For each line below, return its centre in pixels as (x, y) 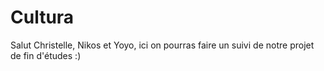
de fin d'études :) (46, 55)
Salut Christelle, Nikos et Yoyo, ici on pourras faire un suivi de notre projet (162, 45)
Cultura (42, 17)
